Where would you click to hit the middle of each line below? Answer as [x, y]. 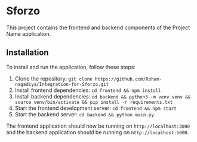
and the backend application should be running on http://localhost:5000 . [98, 132]
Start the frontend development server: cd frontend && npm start [96, 108]
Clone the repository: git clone [53, 78]
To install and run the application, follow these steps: [71, 67]
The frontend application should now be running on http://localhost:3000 [98, 126]
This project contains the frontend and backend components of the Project [98, 27]
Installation [27, 53]
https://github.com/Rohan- [128, 79]
